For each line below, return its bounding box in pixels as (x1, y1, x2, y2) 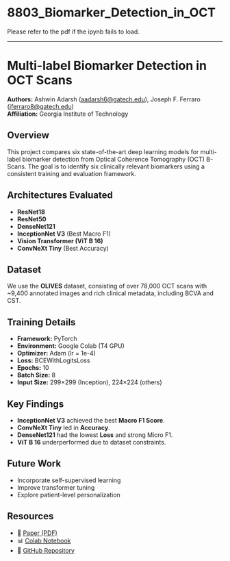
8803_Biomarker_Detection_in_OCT (7, 5, 216, 21)
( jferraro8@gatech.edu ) (7, 102, 74, 110)
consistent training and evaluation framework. (7, 169, 137, 177)
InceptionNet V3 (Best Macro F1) (16, 229, 112, 238)
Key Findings (7, 398, 64, 410)
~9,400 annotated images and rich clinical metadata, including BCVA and (7, 289, 214, 297)
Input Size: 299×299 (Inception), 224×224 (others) (16, 378, 162, 386)
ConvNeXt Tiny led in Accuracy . (16, 423, 111, 432)
